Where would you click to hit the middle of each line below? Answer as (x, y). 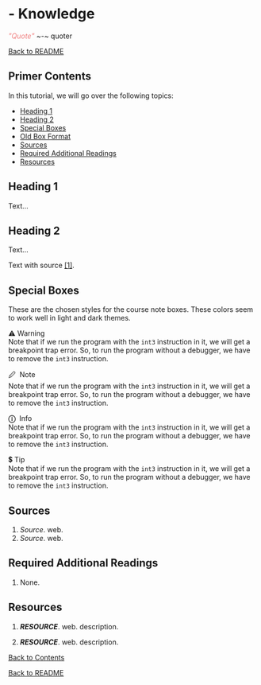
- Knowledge (52, 14)
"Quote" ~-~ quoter (40, 36)
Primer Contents (50, 76)
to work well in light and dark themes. (69, 318)
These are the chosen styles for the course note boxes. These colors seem (131, 309)
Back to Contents (36, 657)
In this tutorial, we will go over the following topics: (91, 95)
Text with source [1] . (42, 265)
